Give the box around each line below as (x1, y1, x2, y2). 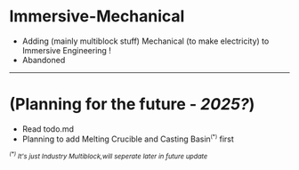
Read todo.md (21, 123, 74, 134)
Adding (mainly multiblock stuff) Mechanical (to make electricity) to (21, 36, 270, 46)
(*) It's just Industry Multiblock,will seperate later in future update (9, 150, 208, 161)
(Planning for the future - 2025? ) (9, 94, 255, 115)
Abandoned (21, 54, 66, 65)
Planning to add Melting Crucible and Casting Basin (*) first (21, 133, 234, 144)
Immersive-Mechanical (9, 6, 185, 27)
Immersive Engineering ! (21, 45, 111, 55)
